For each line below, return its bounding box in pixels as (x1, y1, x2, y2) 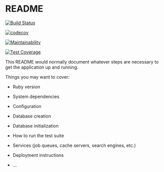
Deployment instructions (12, 152, 64, 158)
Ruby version (12, 84, 40, 90)
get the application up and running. (5, 64, 78, 70)
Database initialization (12, 123, 59, 129)
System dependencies (12, 93, 60, 99)
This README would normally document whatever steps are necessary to (5, 59, 159, 65)
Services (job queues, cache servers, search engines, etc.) (12, 142, 136, 148)
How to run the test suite (12, 132, 64, 139)
